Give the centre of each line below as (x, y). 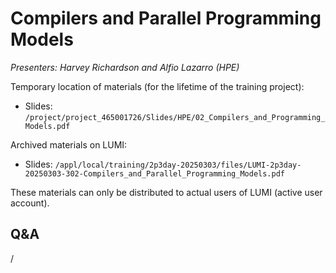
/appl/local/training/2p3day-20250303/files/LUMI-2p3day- (178, 165)
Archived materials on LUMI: (69, 144)
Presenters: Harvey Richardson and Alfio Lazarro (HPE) (125, 67)
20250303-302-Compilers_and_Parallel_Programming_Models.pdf (155, 173)
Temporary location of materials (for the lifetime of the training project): (157, 86)
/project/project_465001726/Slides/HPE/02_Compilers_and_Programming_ (175, 117)
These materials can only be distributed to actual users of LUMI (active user (166, 192)
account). (30, 203)
